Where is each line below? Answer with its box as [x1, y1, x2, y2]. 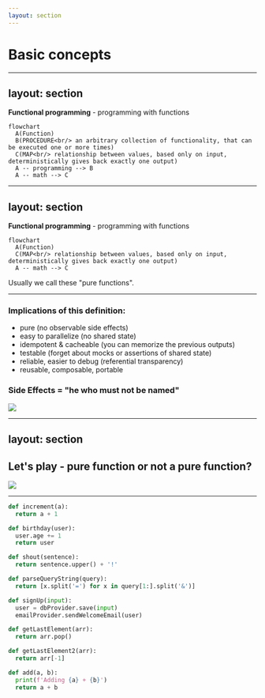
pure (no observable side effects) [19, 323, 129, 333]
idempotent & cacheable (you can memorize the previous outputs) [19, 340, 235, 349]
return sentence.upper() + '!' [15, 560, 118, 569]
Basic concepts [8, 45, 112, 63]
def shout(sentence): [8, 553, 80, 561]
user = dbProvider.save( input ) [15, 604, 118, 612]
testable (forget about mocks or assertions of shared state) [19, 349, 212, 358]
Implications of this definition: [8, 305, 126, 316]
